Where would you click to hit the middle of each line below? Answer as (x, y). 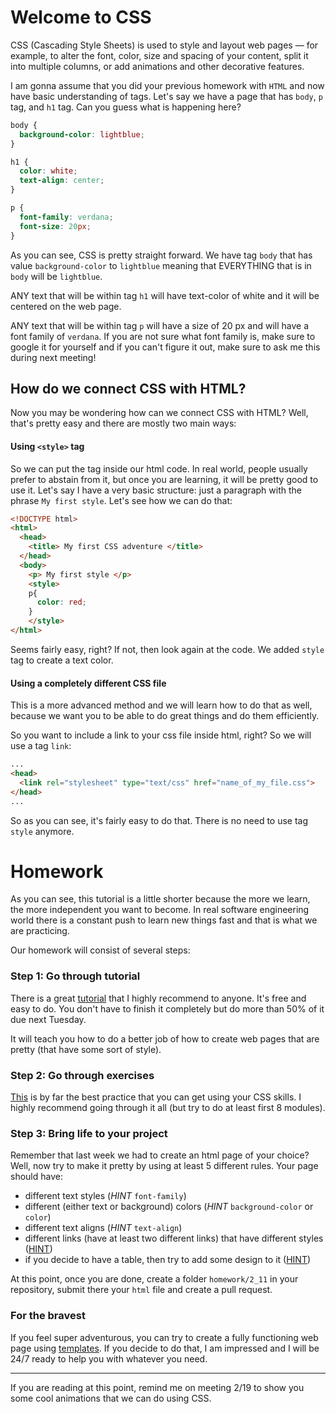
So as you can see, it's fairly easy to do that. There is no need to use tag (159, 820)
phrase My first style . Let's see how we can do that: (121, 500)
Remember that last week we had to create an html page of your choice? (160, 1155)
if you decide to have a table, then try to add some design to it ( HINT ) (168, 1260)
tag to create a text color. (62, 660)
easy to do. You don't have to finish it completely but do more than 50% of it (167, 1008)
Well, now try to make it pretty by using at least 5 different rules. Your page (164, 1166)
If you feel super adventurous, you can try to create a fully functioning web (164, 1337)
